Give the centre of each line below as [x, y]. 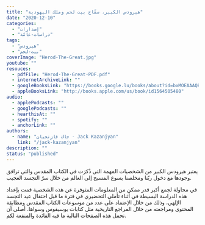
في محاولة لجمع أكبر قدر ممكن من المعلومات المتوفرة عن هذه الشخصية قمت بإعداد [102, 189]
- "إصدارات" [27, 29]
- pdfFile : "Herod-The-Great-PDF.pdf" [61, 74]
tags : [13, 40]
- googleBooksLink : [37, 86]
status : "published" [33, 154]
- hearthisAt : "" [34, 114]
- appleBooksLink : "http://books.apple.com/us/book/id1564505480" [98, 91]
